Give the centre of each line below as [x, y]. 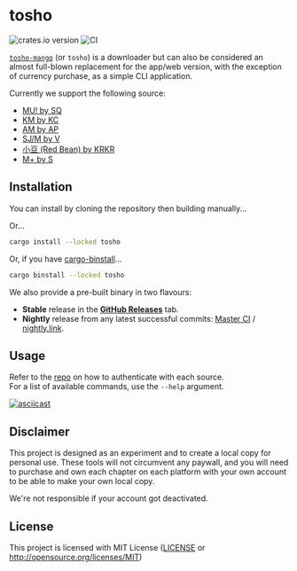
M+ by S [37, 159]
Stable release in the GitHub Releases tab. [100, 309]
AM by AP [40, 129]
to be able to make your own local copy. [82, 481]
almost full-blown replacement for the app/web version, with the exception [145, 66]
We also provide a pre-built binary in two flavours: [101, 292]
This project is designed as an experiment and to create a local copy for [141, 453]
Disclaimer [39, 431]
